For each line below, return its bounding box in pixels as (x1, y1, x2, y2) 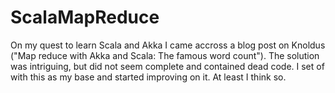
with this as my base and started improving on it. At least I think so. (10, 71, 287, 83)
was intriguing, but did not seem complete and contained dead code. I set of (10, 60, 325, 72)
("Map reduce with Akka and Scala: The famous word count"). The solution (10, 49, 320, 61)
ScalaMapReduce (10, 6, 160, 29)
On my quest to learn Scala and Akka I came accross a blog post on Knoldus (10, 39, 326, 51)
